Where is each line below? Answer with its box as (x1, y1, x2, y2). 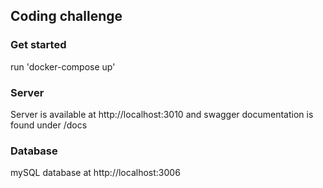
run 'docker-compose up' (10, 60, 116, 73)
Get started (10, 38, 67, 52)
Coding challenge (10, 8, 123, 25)
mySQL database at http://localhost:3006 (10, 167, 181, 179)
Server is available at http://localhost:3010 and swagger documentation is (10, 108, 314, 120)
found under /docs (10, 119, 88, 131)
